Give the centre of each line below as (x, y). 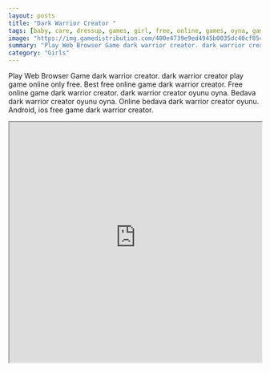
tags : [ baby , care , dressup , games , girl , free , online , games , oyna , (129, 30)
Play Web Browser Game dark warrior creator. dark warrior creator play (126, 76)
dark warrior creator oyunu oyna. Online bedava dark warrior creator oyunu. (134, 101)
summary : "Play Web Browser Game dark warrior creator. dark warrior (127, 46)
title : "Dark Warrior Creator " (62, 23)
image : (19, 38)
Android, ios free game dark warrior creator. (81, 110)
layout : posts (32, 16)
